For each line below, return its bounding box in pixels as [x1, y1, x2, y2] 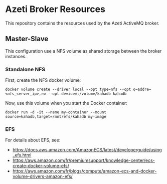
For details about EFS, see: [5, 137, 61, 143]
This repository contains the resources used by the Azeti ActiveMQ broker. [5, 20, 159, 26]
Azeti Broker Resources [5, 4, 105, 15]
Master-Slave [5, 35, 49, 43]
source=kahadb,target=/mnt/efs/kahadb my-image [5, 114, 107, 119]
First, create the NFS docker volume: [5, 77, 81, 83]
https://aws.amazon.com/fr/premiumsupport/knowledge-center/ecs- [12, 157, 155, 163]
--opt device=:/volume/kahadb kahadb [48, 91, 127, 96]
